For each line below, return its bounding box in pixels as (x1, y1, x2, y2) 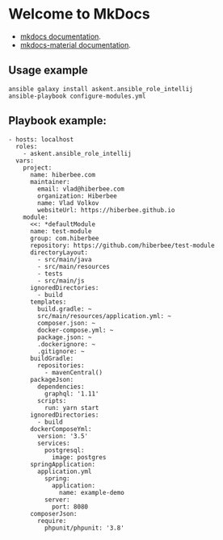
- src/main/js (37, 276, 85, 285)
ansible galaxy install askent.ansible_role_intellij (8, 85, 194, 93)
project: (23, 163, 53, 172)
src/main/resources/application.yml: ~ (37, 312, 172, 320)
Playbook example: (8, 114, 107, 128)
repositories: (37, 361, 85, 370)
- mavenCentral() (44, 368, 103, 376)
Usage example (8, 64, 89, 77)
